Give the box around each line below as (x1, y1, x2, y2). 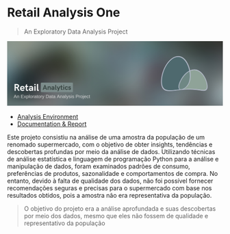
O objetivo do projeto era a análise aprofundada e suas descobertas (23, 205, 216, 213)
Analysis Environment (16, 113, 79, 121)
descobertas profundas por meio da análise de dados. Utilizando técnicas (7, 148, 216, 156)
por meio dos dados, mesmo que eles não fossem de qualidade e (23, 212, 209, 220)
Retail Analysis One (7, 5, 120, 21)
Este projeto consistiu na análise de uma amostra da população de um (7, 133, 205, 142)
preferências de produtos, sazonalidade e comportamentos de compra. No (7, 170, 218, 178)
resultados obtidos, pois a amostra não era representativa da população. (7, 192, 212, 200)
